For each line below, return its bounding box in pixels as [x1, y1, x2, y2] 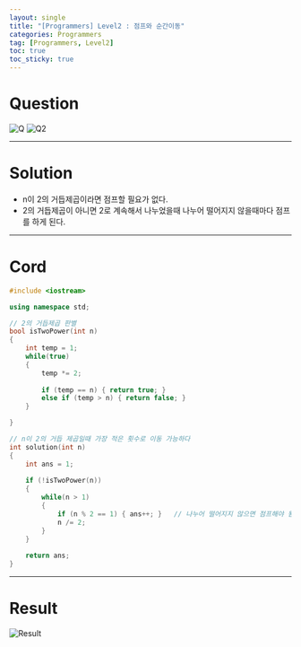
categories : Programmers [9, 30, 102, 39]
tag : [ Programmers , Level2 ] [9, 38, 115, 48]
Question [9, 93, 79, 114]
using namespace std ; [9, 302, 90, 311]
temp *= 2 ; [41, 369, 82, 378]
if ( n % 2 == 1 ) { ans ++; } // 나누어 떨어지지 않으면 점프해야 [56, 509, 284, 519]
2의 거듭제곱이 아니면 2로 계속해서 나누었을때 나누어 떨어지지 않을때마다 [21, 205, 274, 215]
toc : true [9, 47, 47, 56]
